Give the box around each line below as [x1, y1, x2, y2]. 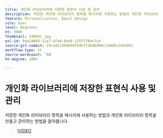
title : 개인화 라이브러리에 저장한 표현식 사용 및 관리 [5, 7, 100, 12]
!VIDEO [16, 128, 32, 134]
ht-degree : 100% [5, 57, 38, 61]
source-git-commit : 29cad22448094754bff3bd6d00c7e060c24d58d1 [5, 43, 133, 48]
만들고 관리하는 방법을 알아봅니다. [5, 118, 69, 124]
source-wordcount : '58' [5, 52, 53, 57]
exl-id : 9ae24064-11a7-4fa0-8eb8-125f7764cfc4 [5, 39, 101, 44]
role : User [5, 20, 27, 26]
